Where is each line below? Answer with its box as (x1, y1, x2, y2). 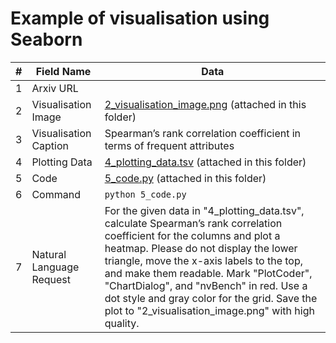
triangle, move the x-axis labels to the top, (104, 253, 304, 267)
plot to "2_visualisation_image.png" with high (104, 303, 315, 317)
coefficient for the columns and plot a (104, 228, 281, 242)
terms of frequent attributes (104, 138, 235, 152)
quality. (104, 316, 140, 330)
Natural (31, 247, 67, 261)
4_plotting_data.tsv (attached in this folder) (104, 155, 307, 169)
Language (31, 260, 80, 274)
